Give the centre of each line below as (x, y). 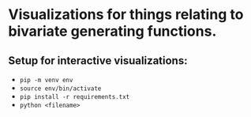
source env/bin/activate (60, 89)
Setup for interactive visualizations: (98, 60)
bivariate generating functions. (112, 31)
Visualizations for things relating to (126, 15)
